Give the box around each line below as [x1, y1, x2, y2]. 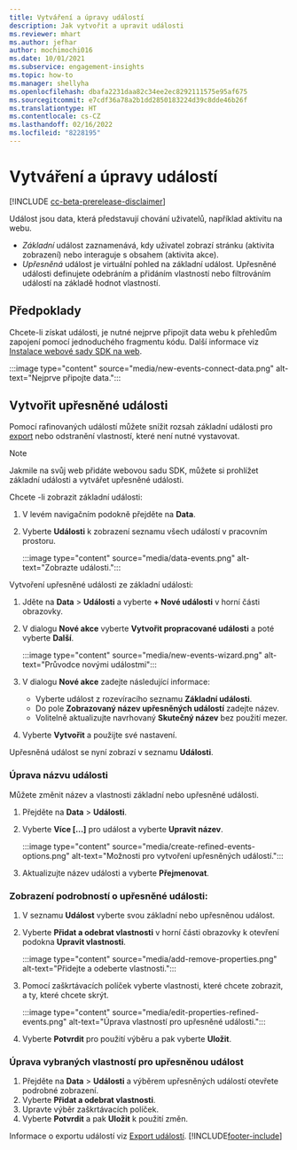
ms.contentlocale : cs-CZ [9, 112, 101, 121]
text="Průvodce [21, 659, 81, 670]
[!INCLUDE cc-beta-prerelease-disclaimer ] [9, 196, 166, 207]
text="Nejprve [9, 372, 61, 382]
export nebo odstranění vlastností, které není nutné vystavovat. [9, 431, 240, 442]
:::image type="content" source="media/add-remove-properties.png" [21, 954, 277, 965]
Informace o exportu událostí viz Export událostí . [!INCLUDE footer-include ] [9, 1130, 283, 1141]
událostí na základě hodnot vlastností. [21, 277, 161, 288]
